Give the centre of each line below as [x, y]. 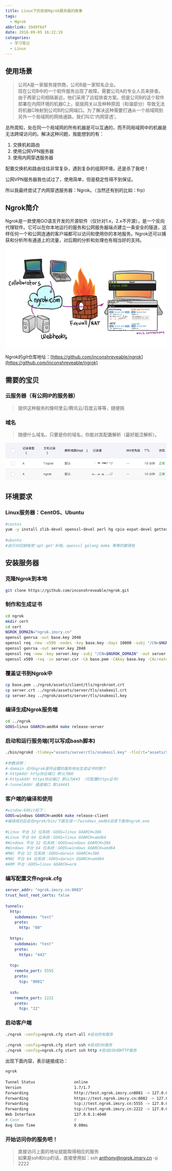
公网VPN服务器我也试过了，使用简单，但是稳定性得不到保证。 [71, 179]
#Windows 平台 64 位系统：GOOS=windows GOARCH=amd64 [60, 848]
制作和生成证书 [24, 604]
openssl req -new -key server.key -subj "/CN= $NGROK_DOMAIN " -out [78, 654]
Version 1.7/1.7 [48, 1088]
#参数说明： [16, 763]
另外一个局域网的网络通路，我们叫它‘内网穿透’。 [68, 116]
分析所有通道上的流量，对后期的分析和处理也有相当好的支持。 [79, 240]
